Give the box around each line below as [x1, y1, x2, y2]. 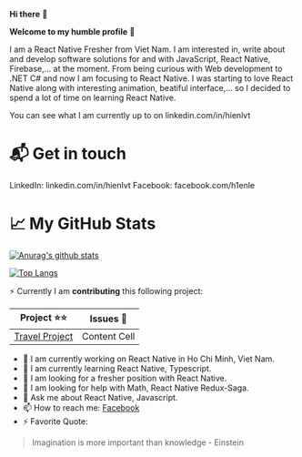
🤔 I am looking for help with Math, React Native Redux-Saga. [22, 382, 249, 393]
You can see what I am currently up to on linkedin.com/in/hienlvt [9, 110, 251, 120]
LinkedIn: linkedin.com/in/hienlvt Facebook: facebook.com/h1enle [9, 179, 256, 190]
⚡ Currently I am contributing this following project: [9, 285, 203, 296]
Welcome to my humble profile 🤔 [9, 26, 136, 36]
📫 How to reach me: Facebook [22, 401, 140, 413]
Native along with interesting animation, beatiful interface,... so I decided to [9, 83, 291, 93]
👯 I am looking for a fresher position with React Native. [22, 372, 227, 383]
